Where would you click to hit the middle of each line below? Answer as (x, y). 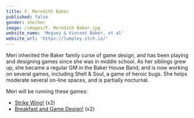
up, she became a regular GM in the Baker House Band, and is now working (97, 67)
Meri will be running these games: (47, 91)
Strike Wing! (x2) (35, 103)
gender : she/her (26, 22)
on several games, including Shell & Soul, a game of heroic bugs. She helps (97, 74)
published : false (27, 17)
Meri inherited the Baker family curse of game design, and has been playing (97, 55)
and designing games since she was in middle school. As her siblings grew (96, 61)
